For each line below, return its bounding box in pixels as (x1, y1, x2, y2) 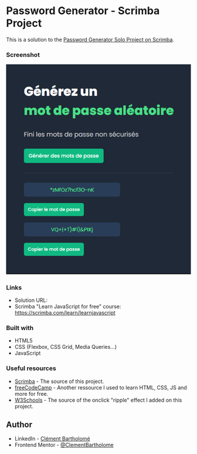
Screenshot (6, 51, 40, 59)
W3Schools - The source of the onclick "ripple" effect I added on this (14, 396, 182, 403)
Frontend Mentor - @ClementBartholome (14, 442, 114, 449)
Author (6, 420, 32, 430)
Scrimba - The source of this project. (14, 378, 104, 385)
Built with (6, 324, 34, 332)
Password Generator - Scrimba (6, 4, 160, 18)
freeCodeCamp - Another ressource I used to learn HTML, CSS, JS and (14, 384, 188, 391)
